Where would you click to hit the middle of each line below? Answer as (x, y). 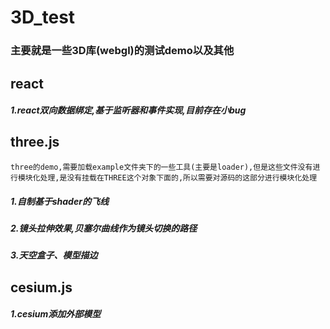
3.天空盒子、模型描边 (54, 255)
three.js (35, 142)
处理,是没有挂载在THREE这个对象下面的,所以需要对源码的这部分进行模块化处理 (178, 177)
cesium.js (41, 287)
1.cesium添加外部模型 (56, 314)
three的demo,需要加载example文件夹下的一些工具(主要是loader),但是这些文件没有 (161, 167)
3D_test (43, 17)
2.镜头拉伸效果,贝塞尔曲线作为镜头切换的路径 (104, 228)
